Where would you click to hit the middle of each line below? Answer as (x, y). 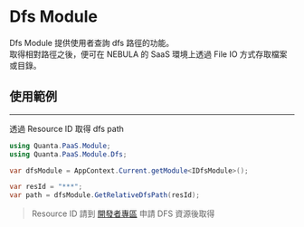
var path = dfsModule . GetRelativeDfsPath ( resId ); (105, 195)
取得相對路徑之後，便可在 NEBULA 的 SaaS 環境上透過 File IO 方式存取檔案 (148, 54)
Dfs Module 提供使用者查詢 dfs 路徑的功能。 (92, 43)
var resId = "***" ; (46, 187)
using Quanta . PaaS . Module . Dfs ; (68, 154)
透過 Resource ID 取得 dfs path (67, 128)
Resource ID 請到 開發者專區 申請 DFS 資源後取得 (123, 213)
